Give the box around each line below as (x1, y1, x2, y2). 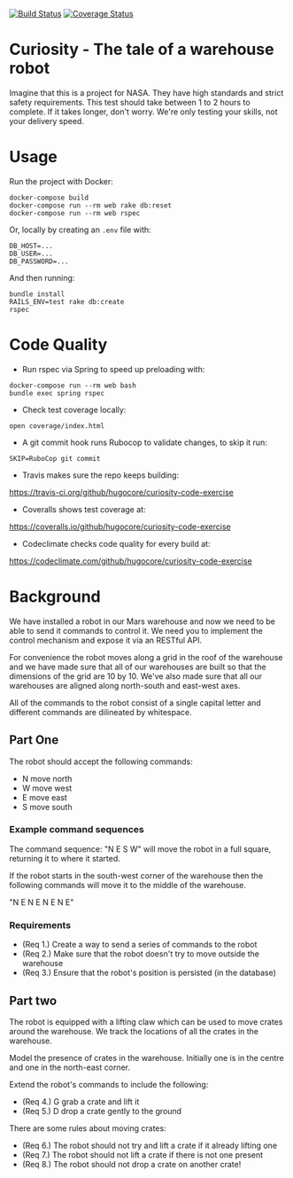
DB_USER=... (9, 249, 53, 258)
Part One (9, 732, 59, 748)
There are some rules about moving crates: (9, 1122, 166, 1134)
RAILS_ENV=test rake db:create (9, 297, 125, 306)
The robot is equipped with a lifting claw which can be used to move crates (9, 1016, 283, 1027)
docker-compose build (9, 193, 89, 202)
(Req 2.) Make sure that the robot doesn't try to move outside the (21, 948, 259, 959)
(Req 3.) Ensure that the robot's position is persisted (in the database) (21, 967, 276, 979)
